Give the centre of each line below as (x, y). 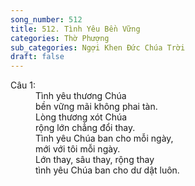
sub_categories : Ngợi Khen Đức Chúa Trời (98, 47)
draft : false (37, 57)
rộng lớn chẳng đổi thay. (85, 128)
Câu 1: (23, 85)
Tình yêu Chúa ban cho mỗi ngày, (104, 138)
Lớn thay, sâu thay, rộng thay (95, 160)
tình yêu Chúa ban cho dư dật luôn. (107, 170)
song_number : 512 (46, 19)
